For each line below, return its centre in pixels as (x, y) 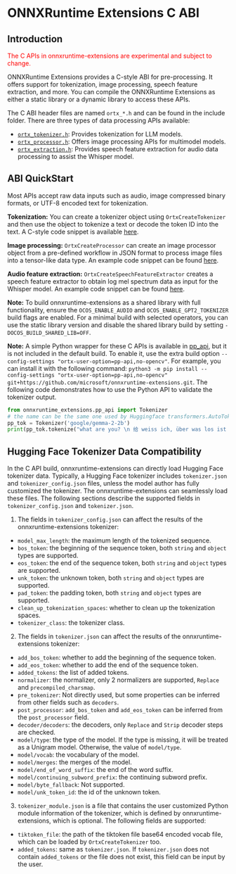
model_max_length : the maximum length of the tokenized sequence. (114, 540)
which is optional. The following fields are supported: (129, 821)
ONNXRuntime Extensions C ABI (104, 13)
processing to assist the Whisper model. (76, 157)
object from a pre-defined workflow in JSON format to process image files (115, 253)
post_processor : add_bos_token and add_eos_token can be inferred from (120, 710)
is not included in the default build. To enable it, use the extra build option (113, 353)
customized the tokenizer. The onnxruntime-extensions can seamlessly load (118, 491)
